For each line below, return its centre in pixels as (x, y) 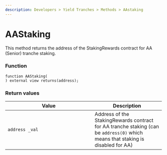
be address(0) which (119, 133)
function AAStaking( (27, 76)
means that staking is (120, 139)
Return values (22, 93)
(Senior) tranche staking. (31, 53)
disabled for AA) (114, 145)
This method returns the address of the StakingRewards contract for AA (79, 48)
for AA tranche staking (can (127, 127)
